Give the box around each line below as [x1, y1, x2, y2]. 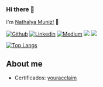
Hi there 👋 [6, 5, 35, 13]
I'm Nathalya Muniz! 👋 [6, 19, 59, 26]
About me [6, 58, 43, 69]
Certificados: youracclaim [14, 74, 77, 81]
